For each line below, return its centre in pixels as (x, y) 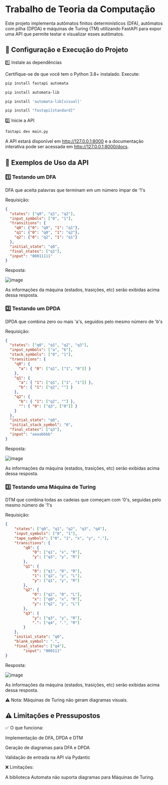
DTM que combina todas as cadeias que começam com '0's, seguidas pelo (83, 500)
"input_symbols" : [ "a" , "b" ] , (41, 350)
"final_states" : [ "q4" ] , (40, 646)
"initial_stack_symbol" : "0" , (41, 425)
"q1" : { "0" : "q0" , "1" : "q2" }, (47, 233)
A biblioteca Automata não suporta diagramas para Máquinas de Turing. (80, 777)
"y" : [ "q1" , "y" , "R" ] (56, 580)
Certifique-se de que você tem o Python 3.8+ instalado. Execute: (72, 74)
